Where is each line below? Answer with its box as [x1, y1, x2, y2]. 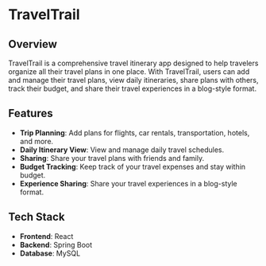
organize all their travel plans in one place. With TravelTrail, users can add [8, 67, 250, 76]
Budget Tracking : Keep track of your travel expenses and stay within [19, 162, 246, 171]
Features [8, 107, 53, 120]
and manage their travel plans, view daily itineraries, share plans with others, [8, 76, 259, 84]
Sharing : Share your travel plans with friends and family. [19, 153, 205, 162]
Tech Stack [8, 210, 65, 224]
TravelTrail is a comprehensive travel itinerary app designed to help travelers [8, 58, 259, 68]
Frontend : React [19, 231, 74, 241]
